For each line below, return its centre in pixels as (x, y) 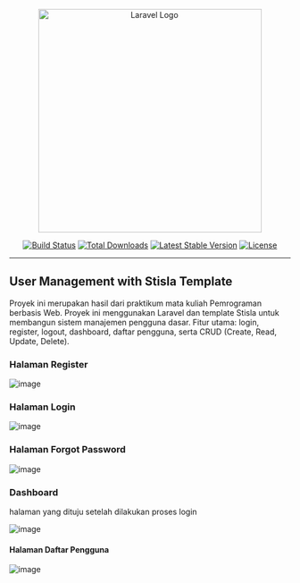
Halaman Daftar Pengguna (59, 549)
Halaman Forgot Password (68, 450)
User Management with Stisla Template (121, 282)
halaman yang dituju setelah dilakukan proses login (104, 511)
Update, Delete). (39, 341)
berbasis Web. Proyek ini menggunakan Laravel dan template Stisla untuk (144, 312)
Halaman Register (49, 364)
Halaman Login (42, 407)
